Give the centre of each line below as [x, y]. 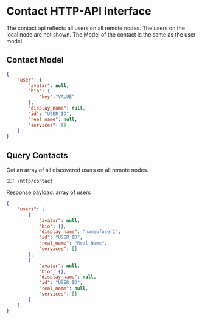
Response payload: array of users [49, 192]
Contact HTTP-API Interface [79, 11]
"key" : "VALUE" [57, 97]
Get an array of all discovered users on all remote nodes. [78, 170]
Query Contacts [37, 155]
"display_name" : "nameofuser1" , [80, 232]
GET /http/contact [30, 181]
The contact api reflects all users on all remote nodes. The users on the [96, 28]
